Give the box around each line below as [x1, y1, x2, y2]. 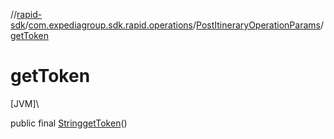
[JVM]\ [10, 97, 40, 109]
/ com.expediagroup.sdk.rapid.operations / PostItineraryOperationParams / [24, 19, 324, 31]
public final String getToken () [10, 117, 128, 129]
